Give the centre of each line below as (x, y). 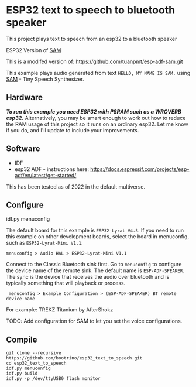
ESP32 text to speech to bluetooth (91, 10)
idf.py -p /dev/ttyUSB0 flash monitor (53, 379)
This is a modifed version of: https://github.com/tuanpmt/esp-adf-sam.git (94, 61)
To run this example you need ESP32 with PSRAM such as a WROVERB (94, 111)
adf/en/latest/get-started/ (45, 175)
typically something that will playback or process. (66, 283)
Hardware (24, 97)
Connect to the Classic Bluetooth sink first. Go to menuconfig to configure (94, 265)
